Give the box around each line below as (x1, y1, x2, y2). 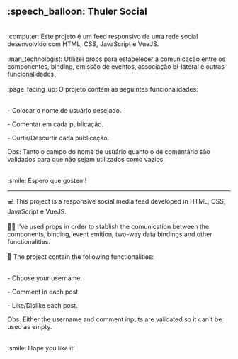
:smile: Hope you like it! (7, 343, 76, 352)
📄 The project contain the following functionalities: (7, 252, 154, 261)
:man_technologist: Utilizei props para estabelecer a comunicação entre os (7, 55, 226, 63)
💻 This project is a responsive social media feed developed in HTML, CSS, (7, 197, 226, 205)
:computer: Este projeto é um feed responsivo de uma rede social (7, 32, 198, 40)
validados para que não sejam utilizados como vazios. (7, 155, 165, 163)
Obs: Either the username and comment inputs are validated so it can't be (7, 315, 222, 324)
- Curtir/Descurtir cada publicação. (7, 133, 110, 142)
